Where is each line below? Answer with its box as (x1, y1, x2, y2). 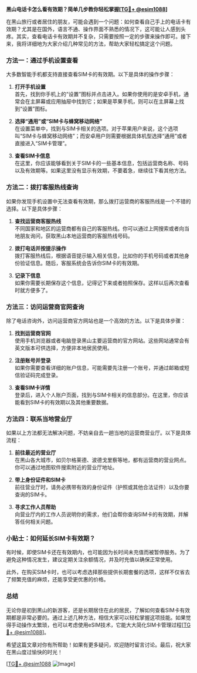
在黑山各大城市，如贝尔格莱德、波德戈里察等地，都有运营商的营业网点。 (14, 457, 189, 464)
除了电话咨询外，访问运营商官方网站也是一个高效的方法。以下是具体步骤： (6, 317, 186, 324)
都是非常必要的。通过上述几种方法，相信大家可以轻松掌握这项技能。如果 (11, 614, 186, 621)
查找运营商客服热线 (14, 217, 62, 225)
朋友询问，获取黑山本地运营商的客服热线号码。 (19, 232, 133, 239)
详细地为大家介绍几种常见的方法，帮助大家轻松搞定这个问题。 (26, 41, 176, 47)
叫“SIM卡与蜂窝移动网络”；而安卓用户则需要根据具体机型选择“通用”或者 (14, 132, 188, 140)
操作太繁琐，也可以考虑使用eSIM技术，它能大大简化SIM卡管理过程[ (21, 621, 184, 628)
